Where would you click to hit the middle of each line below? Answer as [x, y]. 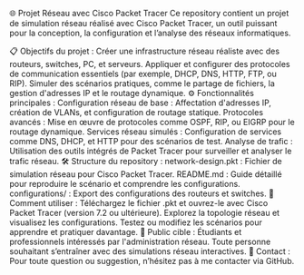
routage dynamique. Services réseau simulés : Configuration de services [146, 132]
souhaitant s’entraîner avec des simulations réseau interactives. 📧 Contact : [150, 251]
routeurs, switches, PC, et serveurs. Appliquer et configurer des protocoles [150, 64]
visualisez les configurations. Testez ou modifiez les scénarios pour [136, 222]
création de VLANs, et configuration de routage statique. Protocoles [137, 112]
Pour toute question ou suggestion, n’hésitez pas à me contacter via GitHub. [152, 261]
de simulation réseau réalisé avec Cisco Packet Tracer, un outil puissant [143, 23]
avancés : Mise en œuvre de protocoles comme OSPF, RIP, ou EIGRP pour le [152, 122]
